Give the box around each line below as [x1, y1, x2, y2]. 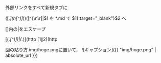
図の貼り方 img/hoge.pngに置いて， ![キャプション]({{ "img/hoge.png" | [5, 47, 156, 52]
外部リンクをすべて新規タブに [5, 5, 68, 10]
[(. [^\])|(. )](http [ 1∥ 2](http [5, 36, 58, 42]
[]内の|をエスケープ [5, 26, 46, 32]
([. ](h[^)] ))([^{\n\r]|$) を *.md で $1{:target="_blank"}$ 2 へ [5, 15, 127, 21]
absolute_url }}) [5, 52, 38, 58]
